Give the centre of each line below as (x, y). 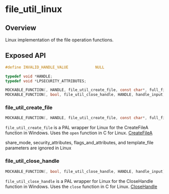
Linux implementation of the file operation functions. (60, 40)
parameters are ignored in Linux (38, 148)
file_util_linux (34, 9)
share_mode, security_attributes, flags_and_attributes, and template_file (79, 143)
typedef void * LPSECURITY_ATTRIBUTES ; (46, 81)
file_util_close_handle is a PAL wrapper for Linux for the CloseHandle (79, 181)
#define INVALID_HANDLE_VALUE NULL (55, 67)
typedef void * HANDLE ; (29, 76)
